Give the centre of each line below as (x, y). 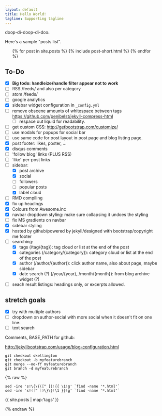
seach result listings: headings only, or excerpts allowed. (68, 284)
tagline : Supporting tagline (34, 18)
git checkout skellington (31, 356)
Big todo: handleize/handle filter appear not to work (65, 83)
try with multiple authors (36, 312)
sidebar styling (27, 225)
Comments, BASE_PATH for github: (40, 337)
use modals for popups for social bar (49, 132)
